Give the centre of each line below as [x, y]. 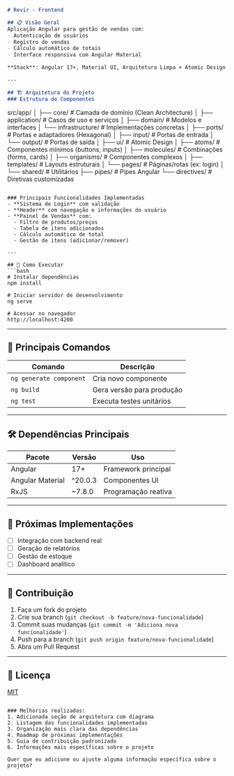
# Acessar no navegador [42, 313]
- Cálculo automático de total [59, 234]
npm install [24, 283]
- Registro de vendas [39, 42]
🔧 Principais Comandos [59, 348]
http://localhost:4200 [40, 319]
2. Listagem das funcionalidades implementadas [78, 723]
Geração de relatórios [48, 548]
